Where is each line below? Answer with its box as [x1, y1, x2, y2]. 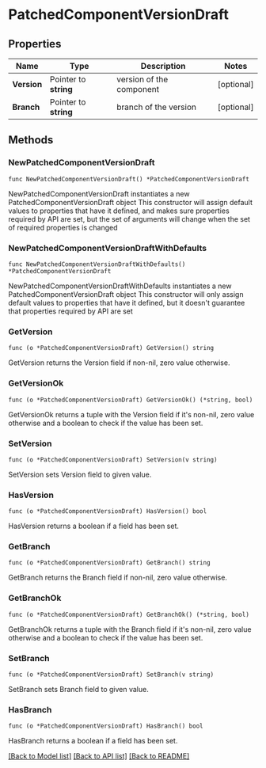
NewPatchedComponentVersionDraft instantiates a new [8, 188, 190, 199]
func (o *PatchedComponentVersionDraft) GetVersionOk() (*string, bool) [8, 396, 253, 404]
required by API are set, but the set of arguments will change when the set [8, 214, 251, 223]
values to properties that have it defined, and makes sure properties [8, 206, 230, 215]
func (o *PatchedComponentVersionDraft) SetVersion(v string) [8, 455, 218, 464]
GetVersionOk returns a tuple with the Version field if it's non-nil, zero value [8, 409, 255, 419]
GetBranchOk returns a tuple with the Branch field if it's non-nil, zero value [8, 624, 252, 634]
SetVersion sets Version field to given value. [8, 470, 152, 479]
